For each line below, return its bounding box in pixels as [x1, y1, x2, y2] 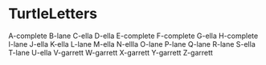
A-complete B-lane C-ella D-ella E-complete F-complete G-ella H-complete [8, 31, 259, 40]
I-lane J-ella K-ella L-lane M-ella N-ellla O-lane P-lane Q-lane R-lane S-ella [8, 39, 256, 48]
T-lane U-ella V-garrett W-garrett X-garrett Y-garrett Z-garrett [8, 48, 213, 57]
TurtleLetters [8, 5, 98, 23]
